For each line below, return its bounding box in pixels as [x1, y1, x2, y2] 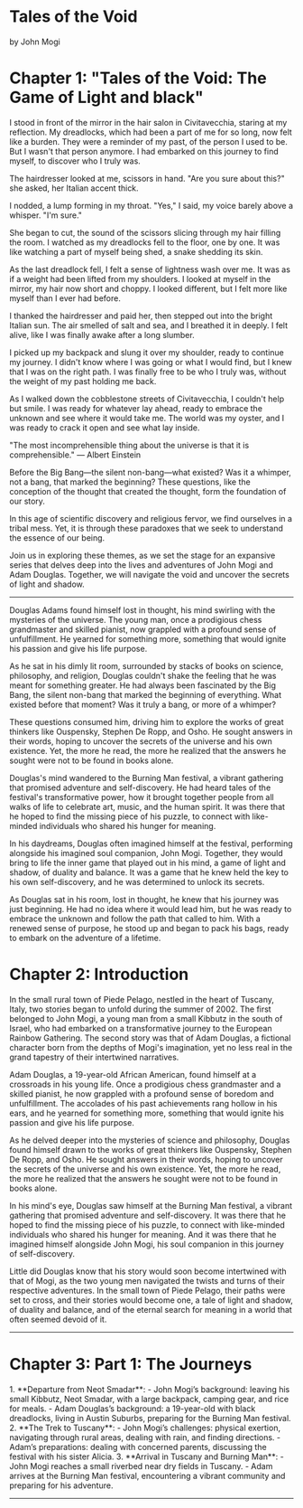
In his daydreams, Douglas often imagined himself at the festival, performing [9, 838, 293, 849]
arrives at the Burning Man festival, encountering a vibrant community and [9, 1470, 286, 1481]
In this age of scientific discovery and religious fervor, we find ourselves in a [9, 513, 293, 523]
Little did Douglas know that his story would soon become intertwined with [9, 1266, 287, 1277]
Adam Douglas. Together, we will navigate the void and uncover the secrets [9, 569, 290, 580]
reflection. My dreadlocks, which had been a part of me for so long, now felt [9, 127, 293, 137]
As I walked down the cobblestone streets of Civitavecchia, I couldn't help [9, 393, 285, 404]
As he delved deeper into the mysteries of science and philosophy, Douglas [9, 1135, 290, 1145]
